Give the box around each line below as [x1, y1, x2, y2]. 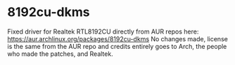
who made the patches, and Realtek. [7, 50, 114, 58]
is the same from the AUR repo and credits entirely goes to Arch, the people [7, 42, 227, 50]
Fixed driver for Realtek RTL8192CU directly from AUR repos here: [7, 27, 199, 36]
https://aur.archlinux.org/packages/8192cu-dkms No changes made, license [7, 34, 229, 43]
